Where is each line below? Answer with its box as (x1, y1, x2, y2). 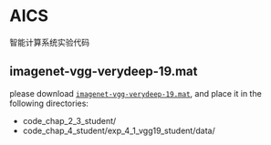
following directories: (9, 98, 89, 109)
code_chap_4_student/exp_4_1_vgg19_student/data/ (22, 125, 216, 136)
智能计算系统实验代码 (9, 36, 89, 47)
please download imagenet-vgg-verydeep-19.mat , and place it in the (9, 88, 262, 98)
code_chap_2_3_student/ (22, 115, 117, 126)
